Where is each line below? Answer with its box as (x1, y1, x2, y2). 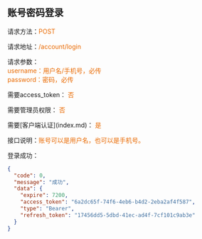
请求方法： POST (7, 27, 55, 36)
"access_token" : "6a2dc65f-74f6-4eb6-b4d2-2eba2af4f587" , (20, 198, 196, 205)
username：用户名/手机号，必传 (7, 66, 102, 75)
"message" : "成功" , (14, 178, 70, 185)
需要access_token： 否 (7, 90, 75, 98)
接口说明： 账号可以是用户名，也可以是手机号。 (7, 136, 144, 144)
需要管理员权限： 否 (7, 106, 65, 114)
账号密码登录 (7, 6, 64, 19)
